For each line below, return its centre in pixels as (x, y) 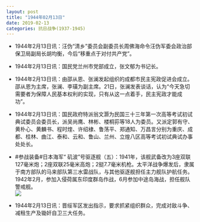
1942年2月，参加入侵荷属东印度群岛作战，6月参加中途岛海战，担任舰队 (102, 180)
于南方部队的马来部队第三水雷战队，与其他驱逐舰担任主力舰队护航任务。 (104, 172)
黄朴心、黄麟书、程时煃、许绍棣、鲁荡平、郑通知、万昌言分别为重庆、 (101, 129)
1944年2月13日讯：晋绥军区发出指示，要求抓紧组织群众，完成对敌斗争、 (104, 206)
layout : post (22, 12)
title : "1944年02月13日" (36, 17)
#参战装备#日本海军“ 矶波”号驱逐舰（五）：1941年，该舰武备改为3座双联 (103, 157)
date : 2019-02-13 (28, 23)
